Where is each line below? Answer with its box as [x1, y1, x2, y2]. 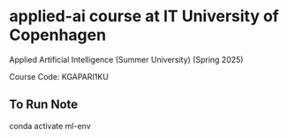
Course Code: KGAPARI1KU [9, 71, 109, 81]
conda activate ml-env [9, 120, 91, 131]
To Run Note [9, 97, 79, 112]
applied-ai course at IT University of [9, 6, 280, 27]
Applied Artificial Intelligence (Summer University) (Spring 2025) [9, 54, 244, 65]
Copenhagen [9, 25, 107, 45]
